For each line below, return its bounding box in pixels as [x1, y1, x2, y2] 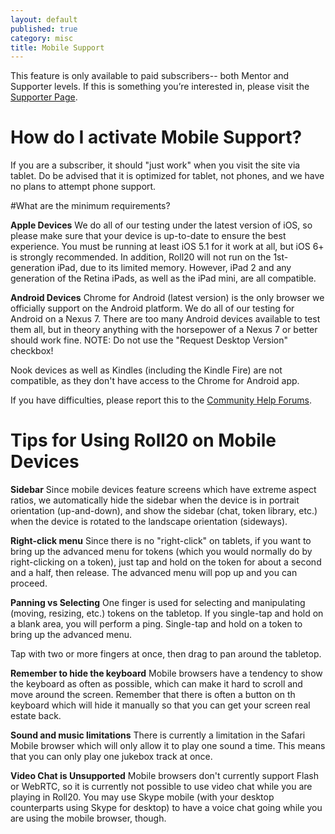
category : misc [10, 33, 74, 43]
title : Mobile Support [10, 42, 105, 53]
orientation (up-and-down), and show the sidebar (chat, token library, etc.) [10, 505, 318, 517]
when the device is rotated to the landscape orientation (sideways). [10, 516, 288, 528]
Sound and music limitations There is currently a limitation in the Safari [10, 729, 306, 741]
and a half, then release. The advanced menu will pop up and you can [10, 567, 298, 579]
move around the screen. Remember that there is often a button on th [10, 689, 296, 701]
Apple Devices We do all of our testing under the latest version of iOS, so [10, 219, 313, 231]
